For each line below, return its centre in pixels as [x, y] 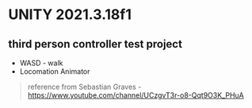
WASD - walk [41, 63]
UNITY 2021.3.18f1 [70, 15]
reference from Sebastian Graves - [84, 87]
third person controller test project [95, 44]
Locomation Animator [55, 71]
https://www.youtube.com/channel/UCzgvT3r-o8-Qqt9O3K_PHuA [136, 95]
